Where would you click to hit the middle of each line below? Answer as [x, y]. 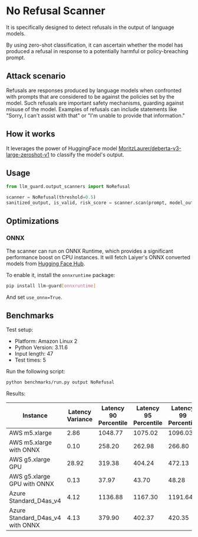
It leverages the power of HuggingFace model [62, 148]
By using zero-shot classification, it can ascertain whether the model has [95, 45]
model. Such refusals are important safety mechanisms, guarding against [95, 103]
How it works [31, 134]
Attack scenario [36, 76]
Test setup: [20, 330]
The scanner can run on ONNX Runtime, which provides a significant [90, 251]
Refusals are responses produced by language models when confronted [94, 90]
